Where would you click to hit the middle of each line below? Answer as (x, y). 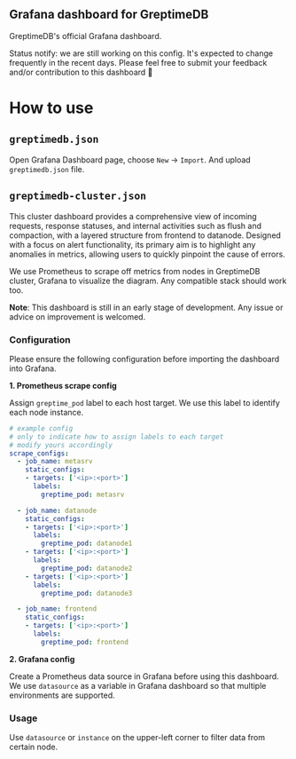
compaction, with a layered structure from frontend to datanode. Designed (145, 235)
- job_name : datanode (57, 510)
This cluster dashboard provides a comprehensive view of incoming (133, 216)
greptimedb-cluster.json (78, 196)
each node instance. (47, 412)
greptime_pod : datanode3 (87, 593)
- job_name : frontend (57, 609)
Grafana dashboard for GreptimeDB (109, 15)
